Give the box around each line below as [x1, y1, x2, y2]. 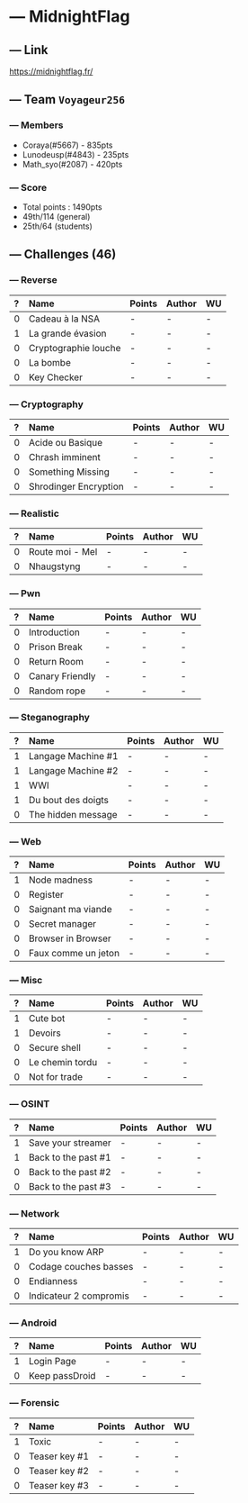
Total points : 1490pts [22, 201, 102, 213]
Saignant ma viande [28, 903, 112, 916]
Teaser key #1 [28, 1450, 90, 1462]
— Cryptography [9, 398, 84, 411]
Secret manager [28, 918, 97, 930]
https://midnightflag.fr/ [9, 66, 93, 77]
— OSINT [9, 1098, 50, 1110]
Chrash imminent [28, 450, 101, 463]
